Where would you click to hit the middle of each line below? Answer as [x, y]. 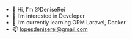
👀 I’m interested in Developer [49, 16]
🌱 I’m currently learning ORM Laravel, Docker [69, 22]
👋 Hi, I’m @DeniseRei [38, 9]
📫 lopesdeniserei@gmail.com [50, 29]
